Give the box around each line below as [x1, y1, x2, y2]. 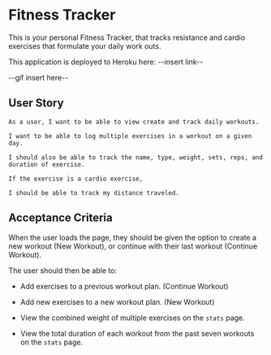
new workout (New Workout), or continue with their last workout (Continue [8, 241, 258, 251]
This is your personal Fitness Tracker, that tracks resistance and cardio [8, 32, 246, 42]
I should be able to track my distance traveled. [8, 188, 180, 197]
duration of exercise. [8, 160, 85, 168]
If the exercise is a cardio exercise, [8, 175, 144, 183]
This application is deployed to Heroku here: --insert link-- [8, 57, 204, 67]
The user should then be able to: [8, 266, 118, 275]
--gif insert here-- [8, 72, 69, 82]
